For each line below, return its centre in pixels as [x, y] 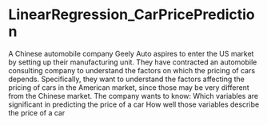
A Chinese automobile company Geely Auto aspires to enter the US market [131, 53]
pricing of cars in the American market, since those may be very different [129, 87]
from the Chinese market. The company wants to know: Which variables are [133, 96]
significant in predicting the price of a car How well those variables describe [134, 104]
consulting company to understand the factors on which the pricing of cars [132, 70]
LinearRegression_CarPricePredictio [132, 15]
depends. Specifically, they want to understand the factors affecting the [127, 79]
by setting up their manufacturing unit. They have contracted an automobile [133, 62]
